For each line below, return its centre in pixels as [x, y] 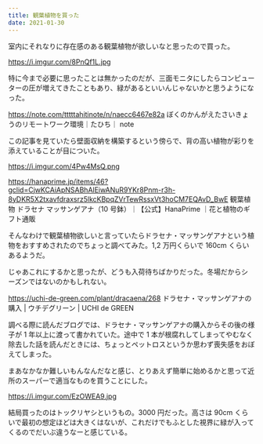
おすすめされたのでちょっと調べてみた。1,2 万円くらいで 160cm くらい [135, 245]
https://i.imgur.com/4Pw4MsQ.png [64, 166]
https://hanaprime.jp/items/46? [58, 181]
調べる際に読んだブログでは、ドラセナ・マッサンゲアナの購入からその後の [128, 324]
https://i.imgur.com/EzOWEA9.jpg [63, 396]
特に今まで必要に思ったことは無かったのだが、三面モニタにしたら [114, 78]
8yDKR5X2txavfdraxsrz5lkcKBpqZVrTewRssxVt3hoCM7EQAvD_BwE [118, 199]
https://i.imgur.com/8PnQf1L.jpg [59, 62]
